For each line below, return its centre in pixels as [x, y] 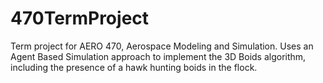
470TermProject [80, 18]
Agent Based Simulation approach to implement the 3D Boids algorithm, [158, 56]
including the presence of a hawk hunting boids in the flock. [134, 67]
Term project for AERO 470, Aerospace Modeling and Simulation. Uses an [162, 46]
